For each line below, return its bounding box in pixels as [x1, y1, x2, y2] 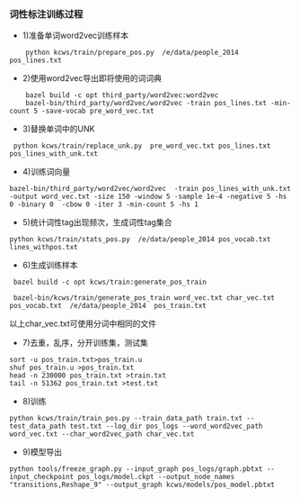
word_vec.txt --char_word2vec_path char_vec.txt [9, 430, 195, 439]
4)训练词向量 [22, 167, 70, 177]
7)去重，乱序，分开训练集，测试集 [22, 338, 148, 349]
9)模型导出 [22, 447, 63, 457]
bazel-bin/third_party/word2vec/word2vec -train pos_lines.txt [25, 99, 268, 108]
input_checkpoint [9, 473, 75, 482]
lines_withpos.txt [9, 243, 78, 252]
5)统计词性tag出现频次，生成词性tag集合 [22, 217, 172, 228]
